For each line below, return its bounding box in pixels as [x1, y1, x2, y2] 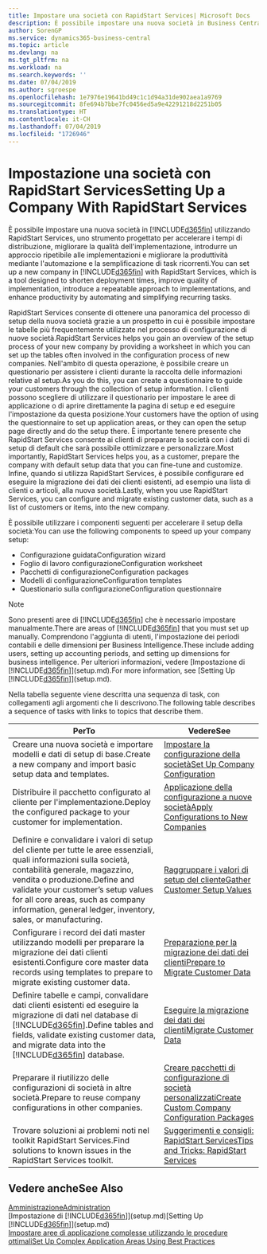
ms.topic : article [8, 41, 69, 49]
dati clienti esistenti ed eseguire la [12, 999, 139, 1010]
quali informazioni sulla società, [12, 854, 130, 865]
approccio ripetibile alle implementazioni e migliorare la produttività [8, 250, 229, 260]
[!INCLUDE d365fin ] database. [12, 1049, 125, 1060]
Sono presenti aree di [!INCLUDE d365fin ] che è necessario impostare [8, 615, 236, 624]
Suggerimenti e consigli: [164, 1124, 254, 1135]
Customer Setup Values [164, 884, 252, 895]
